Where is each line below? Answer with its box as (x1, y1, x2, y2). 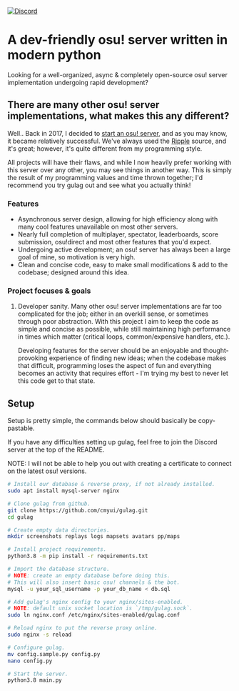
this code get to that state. (17, 377, 96, 385)
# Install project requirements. (7, 546, 107, 553)
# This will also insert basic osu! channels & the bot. (7, 579, 180, 586)
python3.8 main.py (7, 677, 62, 684)
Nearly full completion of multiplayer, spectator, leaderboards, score (17, 230, 219, 239)
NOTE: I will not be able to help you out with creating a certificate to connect (7, 459, 232, 468)
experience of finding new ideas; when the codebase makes (49, 354, 227, 362)
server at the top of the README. (7, 445, 105, 454)
